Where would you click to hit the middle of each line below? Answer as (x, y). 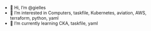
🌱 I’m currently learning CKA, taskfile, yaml (54, 23)
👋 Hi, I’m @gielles (28, 8)
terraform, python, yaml (34, 18)
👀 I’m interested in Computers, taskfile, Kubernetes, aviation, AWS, (78, 13)
